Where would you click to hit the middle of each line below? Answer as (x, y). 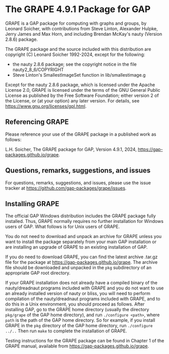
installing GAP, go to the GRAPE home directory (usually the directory (77, 310)
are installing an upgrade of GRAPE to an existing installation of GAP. (76, 247)
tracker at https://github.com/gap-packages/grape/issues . (66, 188)
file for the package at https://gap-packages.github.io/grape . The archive (81, 262)
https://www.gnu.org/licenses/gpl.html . (46, 106)
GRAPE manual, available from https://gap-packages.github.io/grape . (77, 346)
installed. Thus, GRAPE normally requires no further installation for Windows (84, 221)
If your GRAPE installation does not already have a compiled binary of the (81, 283)
